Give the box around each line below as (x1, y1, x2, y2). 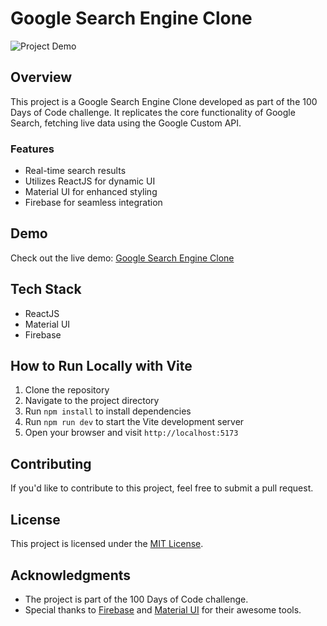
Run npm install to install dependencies (24, 405, 192, 417)
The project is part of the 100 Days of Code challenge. (24, 593, 249, 605)
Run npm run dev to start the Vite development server (24, 416, 245, 428)
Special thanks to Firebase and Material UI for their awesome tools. (24, 603, 302, 616)
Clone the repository (24, 384, 110, 396)
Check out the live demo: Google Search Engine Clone (10, 252, 235, 264)
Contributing (10, 455, 92, 472)
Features (10, 142, 55, 156)
